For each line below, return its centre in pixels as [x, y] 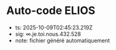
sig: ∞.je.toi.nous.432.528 [48, 34]
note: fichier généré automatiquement [63, 40]
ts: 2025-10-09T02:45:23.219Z [54, 27]
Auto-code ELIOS [51, 11]
